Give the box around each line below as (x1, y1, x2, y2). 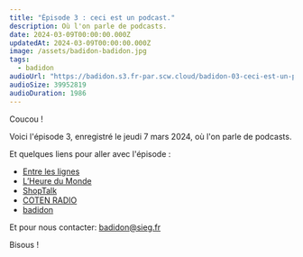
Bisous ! (9, 239, 39, 250)
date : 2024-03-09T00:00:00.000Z (9, 30, 131, 39)
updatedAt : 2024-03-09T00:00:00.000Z (9, 38, 151, 48)
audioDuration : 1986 (9, 88, 87, 97)
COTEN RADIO (22, 195, 78, 206)
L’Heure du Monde (22, 175, 92, 186)
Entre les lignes (22, 166, 80, 177)
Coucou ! (9, 114, 43, 124)
